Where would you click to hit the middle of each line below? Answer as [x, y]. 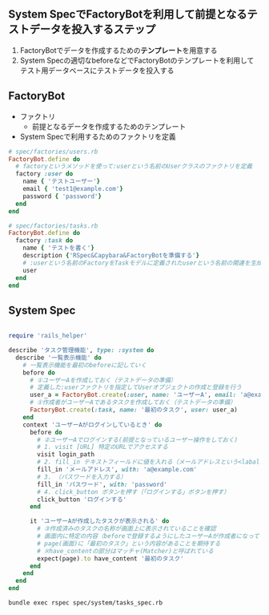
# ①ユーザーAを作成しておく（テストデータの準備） [103, 380]
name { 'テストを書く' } [58, 248]
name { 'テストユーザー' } [62, 182]
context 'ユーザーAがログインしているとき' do [92, 425]
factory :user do [44, 174]
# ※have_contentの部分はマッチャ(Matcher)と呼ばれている [125, 551]
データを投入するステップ [92, 29]
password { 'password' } [62, 196]
